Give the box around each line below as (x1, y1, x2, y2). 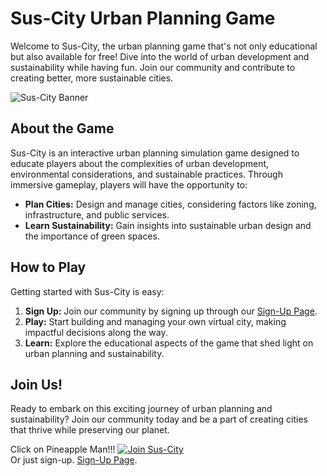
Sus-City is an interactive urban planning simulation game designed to (10, 147, 300, 159)
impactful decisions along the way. (24, 326, 168, 338)
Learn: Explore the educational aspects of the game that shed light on (24, 337, 314, 349)
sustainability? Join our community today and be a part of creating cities (10, 413, 308, 426)
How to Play (10, 259, 87, 276)
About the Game (10, 120, 115, 137)
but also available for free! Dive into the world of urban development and (10, 50, 310, 62)
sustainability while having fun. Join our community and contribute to (10, 61, 296, 73)
